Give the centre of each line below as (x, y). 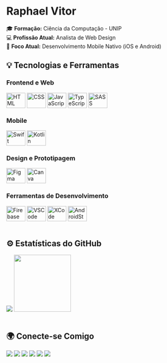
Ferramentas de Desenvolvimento (57, 196)
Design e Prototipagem (41, 158)
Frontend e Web (30, 83)
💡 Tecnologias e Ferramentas (63, 65)
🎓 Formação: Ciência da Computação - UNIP (64, 28)
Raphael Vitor (41, 11)
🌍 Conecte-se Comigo (50, 336)
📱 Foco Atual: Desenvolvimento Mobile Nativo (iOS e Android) (84, 46)
